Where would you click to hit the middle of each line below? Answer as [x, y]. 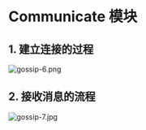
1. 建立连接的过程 [51, 49]
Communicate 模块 [73, 17]
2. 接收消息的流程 [52, 97]
